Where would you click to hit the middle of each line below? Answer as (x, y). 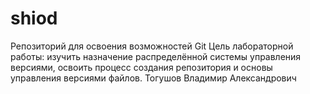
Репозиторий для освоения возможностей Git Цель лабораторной (152, 46)
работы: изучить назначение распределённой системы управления (156, 56)
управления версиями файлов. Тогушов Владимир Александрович (153, 78)
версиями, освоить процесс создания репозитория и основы (141, 67)
